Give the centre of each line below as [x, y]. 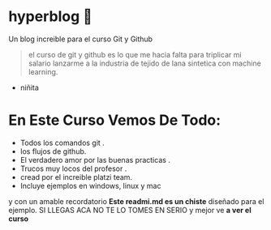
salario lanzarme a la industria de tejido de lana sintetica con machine [144, 63]
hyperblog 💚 [51, 17]
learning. [43, 71]
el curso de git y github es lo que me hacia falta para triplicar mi [135, 54]
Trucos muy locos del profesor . [73, 168]
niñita [29, 87]
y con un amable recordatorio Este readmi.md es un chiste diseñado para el [136, 201]
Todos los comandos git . [62, 143]
